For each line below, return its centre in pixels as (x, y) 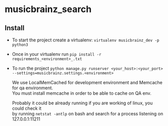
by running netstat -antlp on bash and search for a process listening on (88, 114)
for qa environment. (32, 88)
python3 (20, 45)
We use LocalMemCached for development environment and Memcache (87, 82)
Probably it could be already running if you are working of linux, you (82, 103)
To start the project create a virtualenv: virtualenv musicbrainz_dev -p (86, 40)
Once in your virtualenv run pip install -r (57, 54)
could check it (27, 108)
